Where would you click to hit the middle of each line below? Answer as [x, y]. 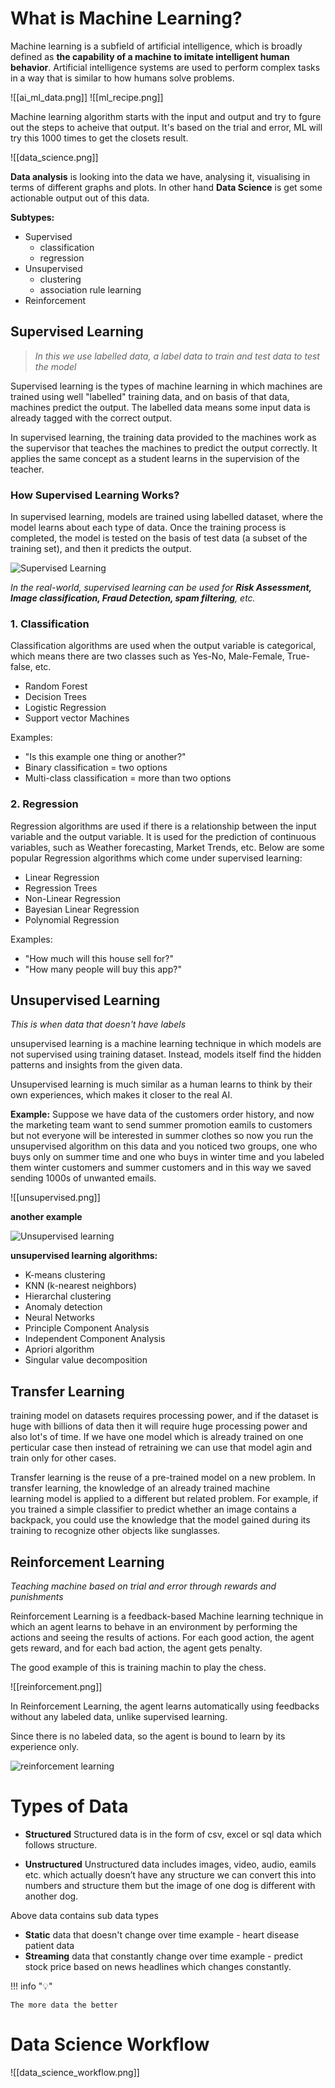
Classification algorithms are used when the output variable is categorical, [163, 646]
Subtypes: [32, 217]
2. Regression [44, 804]
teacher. [27, 469]
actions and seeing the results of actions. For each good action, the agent [162, 1638]
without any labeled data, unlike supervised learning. [119, 1717]
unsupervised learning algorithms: [84, 1256]
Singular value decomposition [86, 1360]
